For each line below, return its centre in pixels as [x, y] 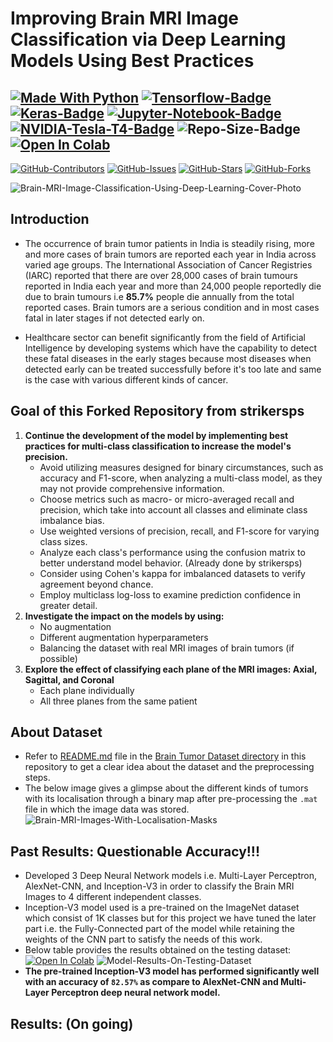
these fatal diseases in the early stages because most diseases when [168, 358]
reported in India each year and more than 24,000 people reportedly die [173, 286]
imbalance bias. [72, 520]
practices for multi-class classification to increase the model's [158, 446]
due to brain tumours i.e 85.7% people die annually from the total [159, 296]
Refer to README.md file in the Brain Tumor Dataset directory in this [165, 756]
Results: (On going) [72, 1023]
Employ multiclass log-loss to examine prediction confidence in [170, 594]
